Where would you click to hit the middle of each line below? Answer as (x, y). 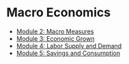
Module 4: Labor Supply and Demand (69, 46)
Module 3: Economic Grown (55, 38)
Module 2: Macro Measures (55, 31)
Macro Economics (58, 13)
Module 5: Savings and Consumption (68, 53)
